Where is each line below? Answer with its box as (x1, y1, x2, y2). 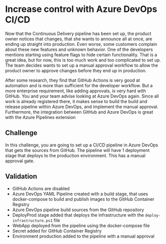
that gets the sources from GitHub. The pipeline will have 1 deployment (5, 147, 150, 153)
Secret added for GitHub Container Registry (12, 228, 102, 234)
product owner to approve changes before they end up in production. (5, 67, 147, 73)
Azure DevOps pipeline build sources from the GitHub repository (12, 207, 145, 213)
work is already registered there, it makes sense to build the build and (5, 98, 148, 104)
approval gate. (5, 158, 35, 164)
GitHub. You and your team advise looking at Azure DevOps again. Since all (5, 93, 159, 99)
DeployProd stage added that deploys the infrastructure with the (12, 212, 144, 218)
